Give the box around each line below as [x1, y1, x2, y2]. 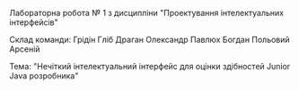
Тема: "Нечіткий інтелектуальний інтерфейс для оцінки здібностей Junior [9, 61, 291, 71]
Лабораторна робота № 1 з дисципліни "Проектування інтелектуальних [9, 8, 285, 18]
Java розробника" [9, 70, 79, 81]
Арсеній [9, 44, 40, 54]
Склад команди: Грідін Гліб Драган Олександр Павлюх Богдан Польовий [9, 35, 290, 45]
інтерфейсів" [9, 17, 58, 28]
